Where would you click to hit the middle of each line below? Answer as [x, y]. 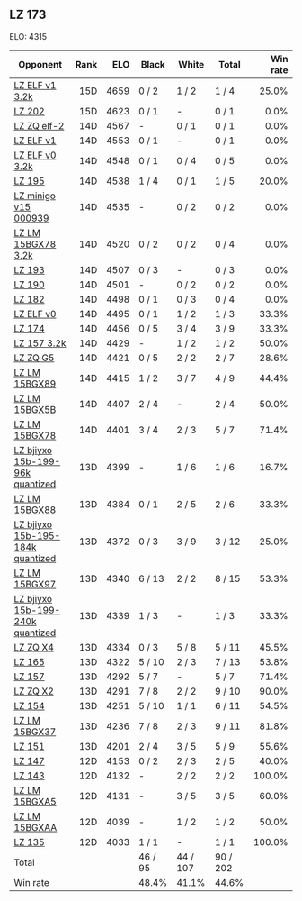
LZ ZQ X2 [34, 691]
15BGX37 [35, 732]
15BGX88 [35, 510]
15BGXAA [36, 827]
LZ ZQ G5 [34, 358]
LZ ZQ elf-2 [39, 125]
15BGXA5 [35, 801]
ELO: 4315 [28, 36]
